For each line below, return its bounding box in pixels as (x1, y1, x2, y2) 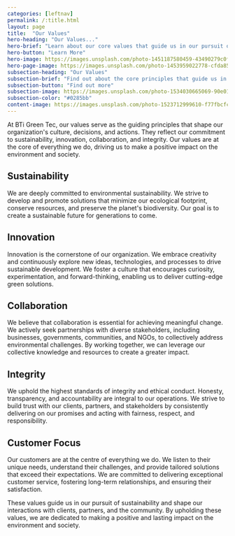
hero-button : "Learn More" (7, 50, 86, 57)
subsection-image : (7, 88, 61, 95)
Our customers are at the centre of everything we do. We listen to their (7, 455, 211, 463)
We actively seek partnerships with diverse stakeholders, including (7, 326, 200, 334)
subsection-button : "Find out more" (7, 82, 114, 89)
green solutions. (7, 280, 54, 288)
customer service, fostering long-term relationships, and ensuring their (7, 477, 212, 486)
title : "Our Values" (7, 29, 71, 37)
